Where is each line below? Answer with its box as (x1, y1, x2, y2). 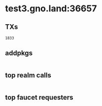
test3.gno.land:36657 (5, 3, 97, 14)
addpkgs (5, 49, 33, 57)
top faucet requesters (5, 93, 73, 102)
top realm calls (5, 71, 52, 79)
